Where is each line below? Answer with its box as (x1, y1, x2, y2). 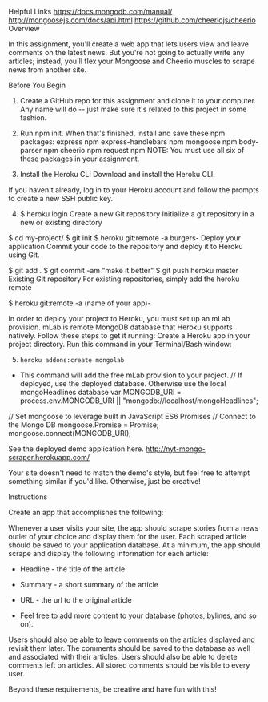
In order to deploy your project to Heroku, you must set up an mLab (8, 314, 230, 323)
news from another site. (8, 65, 86, 75)
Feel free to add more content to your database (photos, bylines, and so (19, 611, 258, 620)
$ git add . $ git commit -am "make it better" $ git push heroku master (8, 266, 238, 275)
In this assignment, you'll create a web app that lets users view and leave (8, 39, 250, 49)
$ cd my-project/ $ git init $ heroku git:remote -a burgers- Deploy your (8, 233, 242, 243)
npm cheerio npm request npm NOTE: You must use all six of (43, 146, 245, 155)
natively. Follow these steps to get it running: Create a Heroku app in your (8, 331, 250, 340)
